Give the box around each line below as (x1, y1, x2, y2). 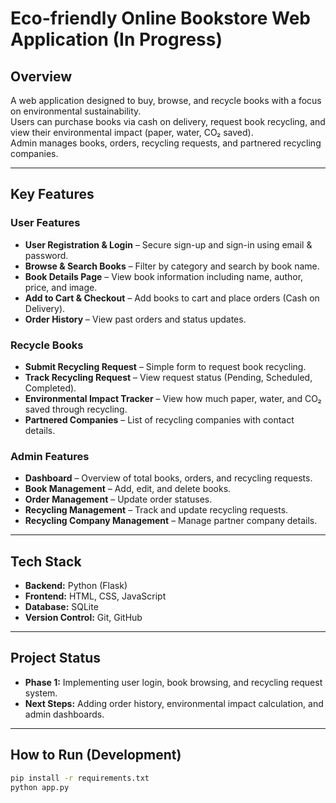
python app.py (10, 782, 70, 792)
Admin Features (10, 449, 90, 463)
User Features (10, 216, 81, 230)
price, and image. (24, 281, 98, 293)
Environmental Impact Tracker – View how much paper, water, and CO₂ (24, 392, 322, 404)
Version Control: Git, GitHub (24, 612, 143, 624)
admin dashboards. (24, 708, 105, 720)
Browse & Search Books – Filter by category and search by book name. (24, 260, 320, 272)
